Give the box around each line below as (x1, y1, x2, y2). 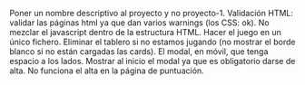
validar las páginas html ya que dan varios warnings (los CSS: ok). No (9, 17, 270, 28)
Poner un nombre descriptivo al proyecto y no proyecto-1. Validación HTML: (9, 8, 293, 18)
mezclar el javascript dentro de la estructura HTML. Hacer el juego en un (9, 27, 281, 37)
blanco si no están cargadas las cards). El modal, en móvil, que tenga (9, 46, 269, 57)
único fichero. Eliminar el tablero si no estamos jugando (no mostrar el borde (9, 36, 296, 47)
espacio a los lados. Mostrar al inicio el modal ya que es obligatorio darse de (9, 56, 296, 66)
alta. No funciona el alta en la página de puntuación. (9, 65, 204, 76)
